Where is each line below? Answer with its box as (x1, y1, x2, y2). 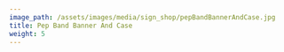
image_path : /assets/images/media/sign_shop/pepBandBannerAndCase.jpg (9, 12, 276, 22)
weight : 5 (9, 29, 46, 38)
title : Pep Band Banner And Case (9, 21, 133, 30)
